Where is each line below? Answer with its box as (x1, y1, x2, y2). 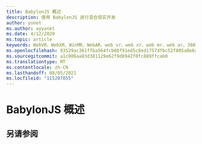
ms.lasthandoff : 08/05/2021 (6, 70, 77, 76)
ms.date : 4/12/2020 (6, 31, 55, 37)
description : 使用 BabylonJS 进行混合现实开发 (6, 14, 116, 20)
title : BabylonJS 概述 (6, 8, 61, 15)
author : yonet (6, 20, 42, 26)
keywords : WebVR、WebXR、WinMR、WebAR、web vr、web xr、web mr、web (6, 42, 176, 48)
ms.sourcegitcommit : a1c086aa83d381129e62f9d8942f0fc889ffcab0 (6, 53, 168, 59)
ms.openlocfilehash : (6, 48, 58, 54)
